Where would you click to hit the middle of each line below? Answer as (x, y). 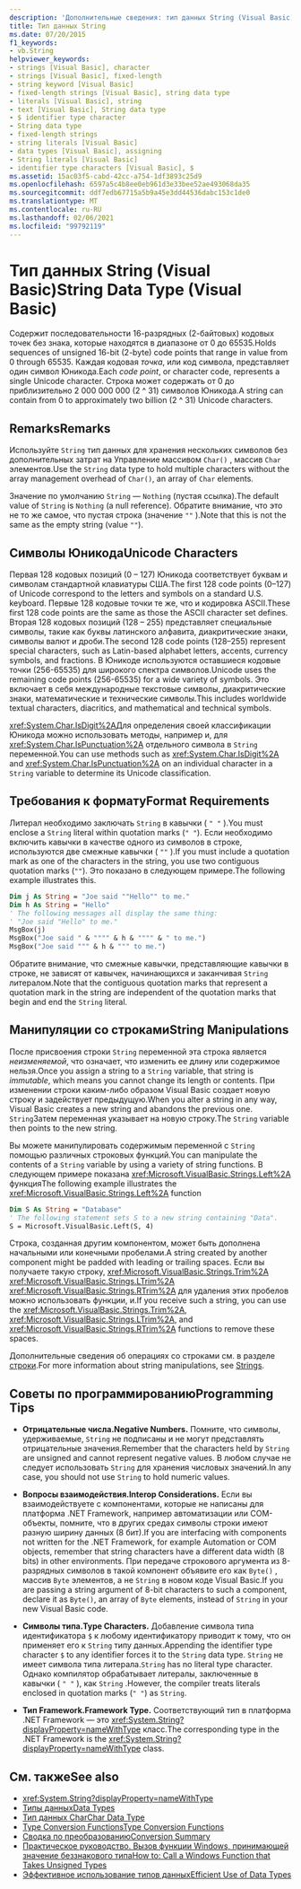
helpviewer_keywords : (50, 59)
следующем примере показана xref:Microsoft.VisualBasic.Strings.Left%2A (150, 1174)
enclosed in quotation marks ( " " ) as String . (104, 1693)
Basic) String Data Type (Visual (125, 289)
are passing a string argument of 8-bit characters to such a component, (155, 1590)
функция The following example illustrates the (93, 1183)
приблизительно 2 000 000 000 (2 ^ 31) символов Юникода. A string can (146, 390)
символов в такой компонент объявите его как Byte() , (172, 1570)
